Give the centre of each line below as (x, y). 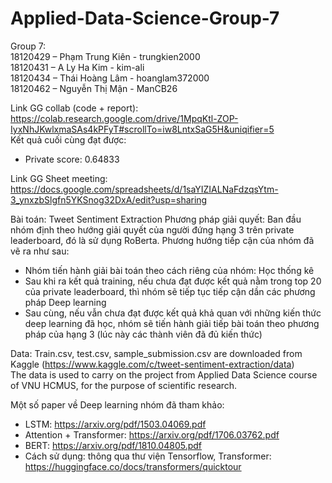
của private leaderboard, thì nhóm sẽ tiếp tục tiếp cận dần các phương (170, 291)
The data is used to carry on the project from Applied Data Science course (164, 374)
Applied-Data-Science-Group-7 (145, 18)
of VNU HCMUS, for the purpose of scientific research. (124, 385)
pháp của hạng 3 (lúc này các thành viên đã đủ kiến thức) (143, 334)
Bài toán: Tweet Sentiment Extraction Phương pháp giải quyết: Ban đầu (156, 219)
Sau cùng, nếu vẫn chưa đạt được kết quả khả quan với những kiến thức (173, 313)
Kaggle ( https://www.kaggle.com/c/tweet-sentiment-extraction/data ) (152, 364)
